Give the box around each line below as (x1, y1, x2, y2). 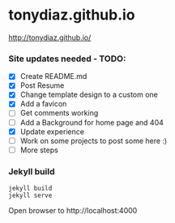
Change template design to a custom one (19, 90, 158, 99)
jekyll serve (8, 191, 53, 200)
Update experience (19, 126, 85, 136)
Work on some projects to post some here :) (19, 136, 168, 146)
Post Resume (19, 81, 65, 90)
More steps (19, 145, 58, 155)
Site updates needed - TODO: (8, 53, 126, 64)
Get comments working (19, 108, 99, 118)
